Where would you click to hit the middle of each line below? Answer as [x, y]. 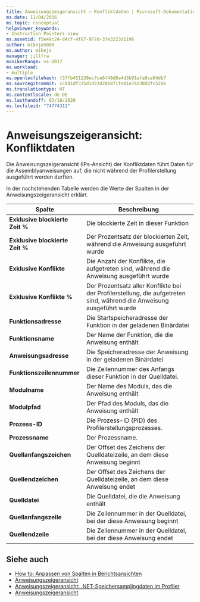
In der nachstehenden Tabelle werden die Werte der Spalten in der [88, 189]
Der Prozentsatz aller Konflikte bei [134, 286]
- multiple [20, 73]
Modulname [26, 390]
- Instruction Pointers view [42, 34]
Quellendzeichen [34, 479]
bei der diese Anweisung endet [130, 538]
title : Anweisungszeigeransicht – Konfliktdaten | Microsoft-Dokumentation [102, 12]
